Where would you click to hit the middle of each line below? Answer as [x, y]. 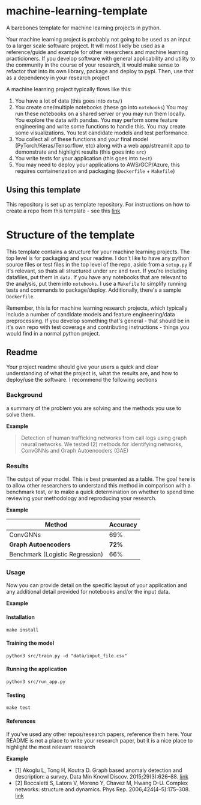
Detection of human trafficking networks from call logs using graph [104, 438]
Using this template [43, 190]
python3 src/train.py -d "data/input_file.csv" [67, 656]
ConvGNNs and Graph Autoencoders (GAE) [75, 450]
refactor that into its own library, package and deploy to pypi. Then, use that [100, 71]
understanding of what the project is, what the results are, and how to [92, 373]
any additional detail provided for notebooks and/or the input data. [88, 592]
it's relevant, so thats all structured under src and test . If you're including [97, 271]
